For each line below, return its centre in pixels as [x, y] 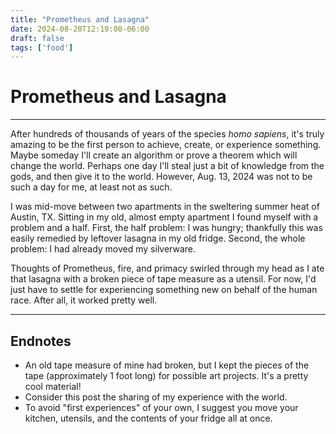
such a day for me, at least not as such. [91, 187]
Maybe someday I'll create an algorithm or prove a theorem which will [154, 155]
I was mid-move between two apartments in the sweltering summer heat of [165, 207]
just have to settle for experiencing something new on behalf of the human [164, 290]
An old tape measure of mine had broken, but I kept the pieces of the [167, 365]
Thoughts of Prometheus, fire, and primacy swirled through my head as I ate [167, 268]
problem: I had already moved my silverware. [103, 249]
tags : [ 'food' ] [42, 47]
